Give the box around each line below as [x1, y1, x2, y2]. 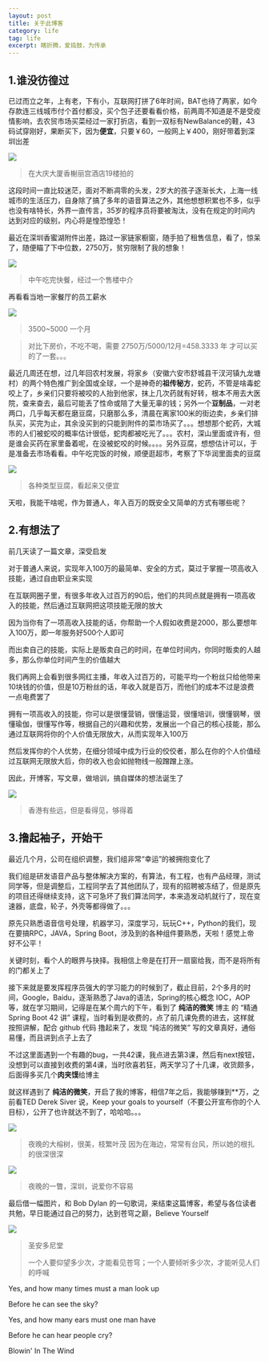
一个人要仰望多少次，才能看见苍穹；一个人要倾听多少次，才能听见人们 [27, 1258, 260, 1267]
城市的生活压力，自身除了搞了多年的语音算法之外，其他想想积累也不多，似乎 [8, 195, 261, 205]
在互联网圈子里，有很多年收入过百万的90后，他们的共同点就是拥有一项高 [8, 590, 249, 600]
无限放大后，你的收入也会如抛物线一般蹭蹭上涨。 [35, 756, 198, 765]
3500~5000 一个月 [27, 324, 91, 333]
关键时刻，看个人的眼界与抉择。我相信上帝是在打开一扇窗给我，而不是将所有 [8, 955, 261, 964]
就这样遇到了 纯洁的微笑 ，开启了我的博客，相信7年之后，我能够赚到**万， [8, 1087, 253, 1096]
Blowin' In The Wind [8, 1346, 74, 1356]
